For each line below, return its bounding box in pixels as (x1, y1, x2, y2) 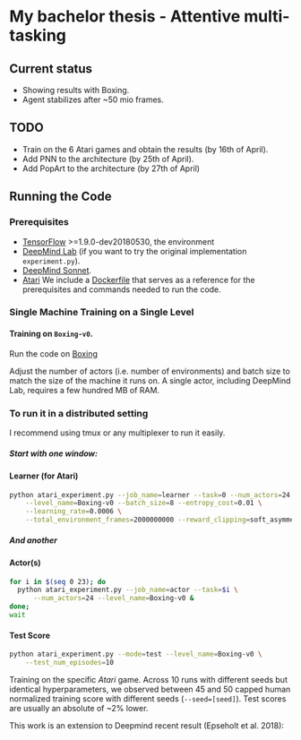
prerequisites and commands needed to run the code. (21, 284, 221, 295)
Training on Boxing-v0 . (9, 329, 94, 340)
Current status (9, 61, 92, 76)
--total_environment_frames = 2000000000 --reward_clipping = (25, 515, 251, 525)
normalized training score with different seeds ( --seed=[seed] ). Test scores (9, 693, 287, 704)
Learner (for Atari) (9, 470, 79, 481)
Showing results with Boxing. (21, 85, 130, 95)
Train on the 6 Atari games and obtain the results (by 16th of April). (21, 143, 269, 154)
